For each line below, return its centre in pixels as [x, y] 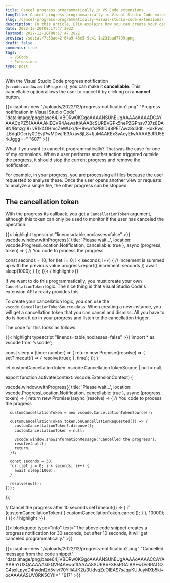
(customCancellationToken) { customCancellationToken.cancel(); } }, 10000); [85, 513]
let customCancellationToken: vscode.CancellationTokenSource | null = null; [84, 367]
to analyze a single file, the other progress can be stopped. [67, 186]
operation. [16, 224]
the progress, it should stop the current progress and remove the [73, 160]
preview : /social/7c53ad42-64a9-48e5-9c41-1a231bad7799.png [70, 38]
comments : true [21, 48]
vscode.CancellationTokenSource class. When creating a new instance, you [83, 306]
